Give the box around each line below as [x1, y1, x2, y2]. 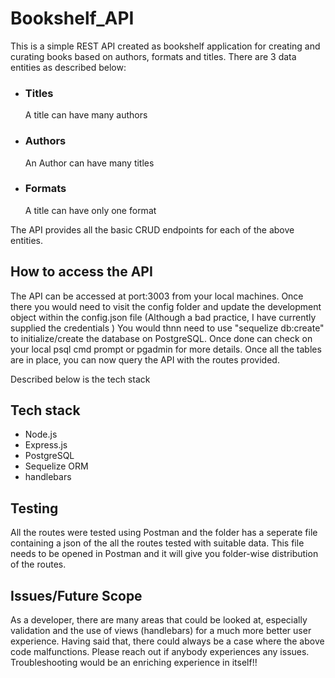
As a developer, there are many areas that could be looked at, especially [10, 614, 308, 626]
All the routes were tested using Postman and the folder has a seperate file [10, 527, 318, 539]
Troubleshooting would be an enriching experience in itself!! [10, 657, 258, 669]
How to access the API [10, 263, 153, 281]
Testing [10, 500, 59, 517]
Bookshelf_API [10, 7, 135, 30]
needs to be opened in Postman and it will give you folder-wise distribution [10, 548, 319, 560]
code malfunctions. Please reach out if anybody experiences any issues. [10, 646, 310, 658]
